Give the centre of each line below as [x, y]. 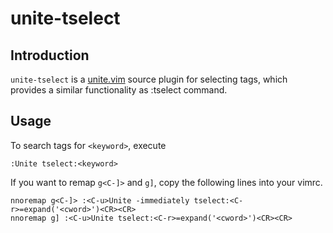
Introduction [50, 55]
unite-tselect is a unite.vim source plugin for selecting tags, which [149, 79]
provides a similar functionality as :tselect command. [119, 90]
